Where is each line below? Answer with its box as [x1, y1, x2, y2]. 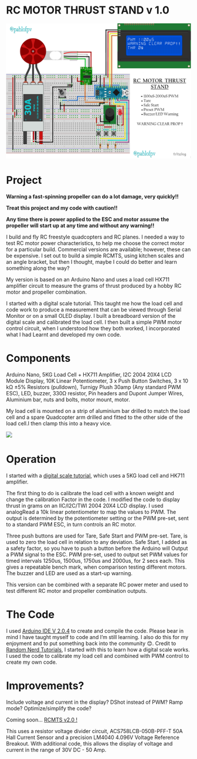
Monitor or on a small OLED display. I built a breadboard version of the [6, 313, 176, 320]
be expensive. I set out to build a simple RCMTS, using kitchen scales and [6, 252, 185, 259]
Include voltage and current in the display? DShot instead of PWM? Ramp [6, 698, 184, 706]
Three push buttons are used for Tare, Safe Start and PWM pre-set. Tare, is [6, 532, 188, 539]
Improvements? [6, 679, 84, 693]
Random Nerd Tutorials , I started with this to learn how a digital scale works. [6, 646, 190, 653]
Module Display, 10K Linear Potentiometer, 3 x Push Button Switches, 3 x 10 [6, 377, 189, 384]
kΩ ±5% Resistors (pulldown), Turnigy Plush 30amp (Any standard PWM [6, 383, 181, 391]
